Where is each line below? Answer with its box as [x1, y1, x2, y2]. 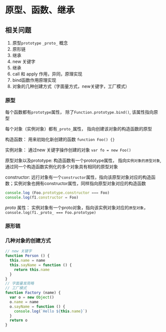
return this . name [14, 267, 50, 272]
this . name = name [9, 258, 46, 263]
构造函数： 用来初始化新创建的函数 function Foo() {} [5, 136, 115, 142]
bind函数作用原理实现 [12, 77, 56, 83]
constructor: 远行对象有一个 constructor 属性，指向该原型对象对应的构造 [5, 174, 152, 180]
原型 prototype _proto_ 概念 [12, 40, 68, 46]
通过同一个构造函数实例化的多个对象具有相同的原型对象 [5, 164, 118, 170]
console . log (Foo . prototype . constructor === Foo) [5, 191, 110, 196]
